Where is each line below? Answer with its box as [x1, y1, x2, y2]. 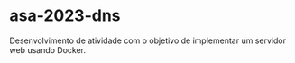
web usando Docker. [9, 44, 87, 55]
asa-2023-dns [9, 5, 121, 26]
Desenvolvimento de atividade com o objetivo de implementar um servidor [9, 35, 287, 46]
